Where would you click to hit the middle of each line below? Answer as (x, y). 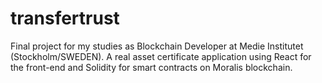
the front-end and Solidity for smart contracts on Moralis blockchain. (151, 67)
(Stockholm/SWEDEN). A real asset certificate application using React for (161, 56)
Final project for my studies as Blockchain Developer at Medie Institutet (157, 46)
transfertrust (65, 18)
